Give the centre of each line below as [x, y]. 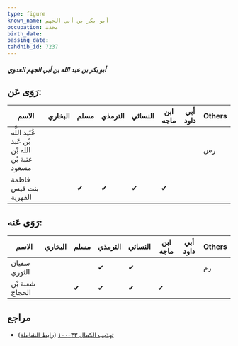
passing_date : [28, 40]
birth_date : [25, 34]
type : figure [27, 14]
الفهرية [21, 197]
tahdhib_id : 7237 [33, 47]
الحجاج [21, 293]
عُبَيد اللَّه [23, 133]
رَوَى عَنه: [25, 222]
